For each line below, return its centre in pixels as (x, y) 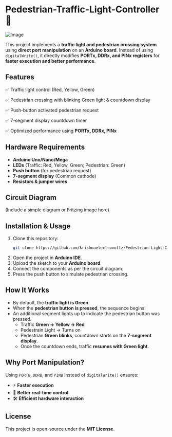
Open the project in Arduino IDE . (47, 258)
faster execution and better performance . (51, 61)
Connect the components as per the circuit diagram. (68, 269)
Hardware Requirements (45, 147)
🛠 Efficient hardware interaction (48, 398)
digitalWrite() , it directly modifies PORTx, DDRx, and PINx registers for (83, 56)
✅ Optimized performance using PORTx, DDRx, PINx (61, 131)
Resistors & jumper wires (40, 181)
